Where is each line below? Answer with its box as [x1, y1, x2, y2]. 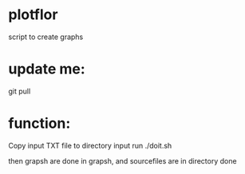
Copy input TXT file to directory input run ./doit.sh [8, 140, 172, 150]
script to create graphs [8, 32, 84, 42]
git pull [8, 86, 31, 96]
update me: [8, 60, 85, 78]
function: [8, 114, 71, 132]
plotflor [8, 6, 58, 24]
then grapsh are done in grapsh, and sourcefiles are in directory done [8, 156, 237, 165]
